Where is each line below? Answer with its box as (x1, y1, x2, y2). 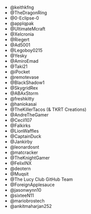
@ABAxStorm (10, 91, 39, 96)
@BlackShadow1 (10, 79, 45, 85)
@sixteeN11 (10, 192, 34, 198)
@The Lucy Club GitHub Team (10, 177, 73, 182)
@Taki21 (10, 63, 28, 69)
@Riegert (10, 36, 30, 42)
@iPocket (10, 69, 30, 75)
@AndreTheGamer (10, 112, 49, 118)
